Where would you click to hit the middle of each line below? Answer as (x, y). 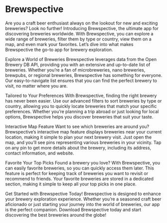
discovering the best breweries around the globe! (56, 215)
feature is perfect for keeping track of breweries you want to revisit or (77, 173)
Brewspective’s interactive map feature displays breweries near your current (83, 131)
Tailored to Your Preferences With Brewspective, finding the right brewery (81, 95)
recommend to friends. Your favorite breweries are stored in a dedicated (79, 178)
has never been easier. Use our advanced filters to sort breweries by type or (83, 100)
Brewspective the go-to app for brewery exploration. (59, 49)
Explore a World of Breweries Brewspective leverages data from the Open (81, 59)
